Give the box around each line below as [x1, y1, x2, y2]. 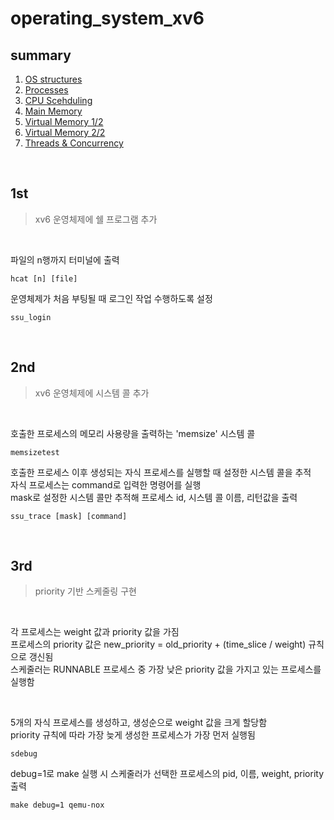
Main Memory [24, 105, 83, 117]
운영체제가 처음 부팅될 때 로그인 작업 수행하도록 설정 [10, 292, 213, 304]
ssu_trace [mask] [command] [10, 511, 128, 521]
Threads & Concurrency [24, 137, 124, 149]
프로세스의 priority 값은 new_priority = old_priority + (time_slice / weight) [10, 638, 307, 651]
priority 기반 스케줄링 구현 [34, 585, 137, 597]
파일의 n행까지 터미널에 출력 [10, 253, 120, 266]
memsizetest [10, 447, 60, 457]
